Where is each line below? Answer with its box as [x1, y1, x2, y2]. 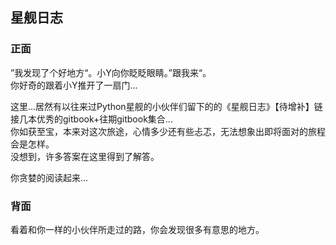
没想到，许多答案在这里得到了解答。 [10, 150, 160, 162]
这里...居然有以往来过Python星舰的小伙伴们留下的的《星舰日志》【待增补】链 [10, 100, 323, 112]
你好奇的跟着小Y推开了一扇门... [10, 79, 138, 91]
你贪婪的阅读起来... [10, 171, 89, 183]
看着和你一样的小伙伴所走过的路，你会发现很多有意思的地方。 [10, 223, 265, 235]
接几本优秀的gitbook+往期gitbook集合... [10, 113, 173, 125]
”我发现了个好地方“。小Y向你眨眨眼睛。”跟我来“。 [10, 66, 212, 78]
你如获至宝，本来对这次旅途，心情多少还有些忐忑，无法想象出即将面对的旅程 [10, 125, 326, 137]
